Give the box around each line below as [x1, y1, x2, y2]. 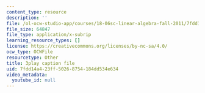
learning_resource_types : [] [6, 37, 81, 43]
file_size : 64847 [6, 26, 51, 32]
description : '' [6, 15, 48, 21]
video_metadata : [6, 72, 48, 78]
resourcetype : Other [6, 54, 59, 61]
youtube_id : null [12, 77, 56, 83]
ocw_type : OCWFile [6, 49, 53, 55]
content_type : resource [6, 9, 67, 15]
